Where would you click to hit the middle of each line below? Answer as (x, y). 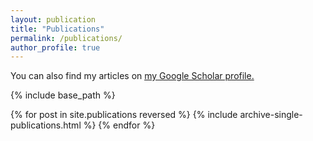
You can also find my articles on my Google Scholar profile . (132, 76)
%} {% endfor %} (119, 125)
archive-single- (271, 115)
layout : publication (53, 19)
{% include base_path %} (63, 95)
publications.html (46, 125)
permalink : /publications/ (66, 38)
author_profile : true (55, 47)
